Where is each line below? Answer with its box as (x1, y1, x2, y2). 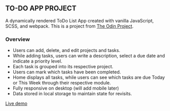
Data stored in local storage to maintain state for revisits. (12, 91, 132, 97)
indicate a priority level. (12, 58, 62, 64)
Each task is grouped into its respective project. (12, 64, 114, 70)
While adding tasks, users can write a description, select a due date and (12, 53, 165, 59)
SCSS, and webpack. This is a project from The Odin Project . (5, 23, 134, 29)
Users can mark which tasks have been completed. (12, 69, 121, 75)
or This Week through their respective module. (12, 80, 111, 86)
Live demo (5, 100, 28, 106)
